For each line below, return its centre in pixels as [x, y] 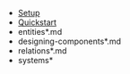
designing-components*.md [69, 41]
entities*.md [40, 32]
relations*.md [42, 51]
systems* [35, 60]
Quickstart [37, 22]
